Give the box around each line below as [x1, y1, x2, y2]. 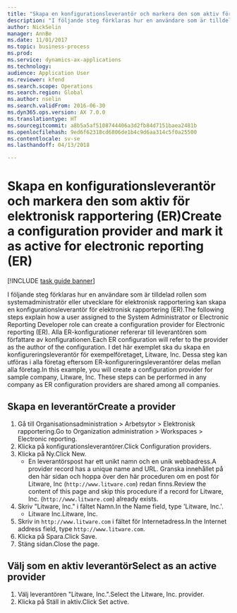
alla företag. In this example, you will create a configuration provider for [7, 365, 213, 374]
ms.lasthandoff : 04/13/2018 [7, 142, 90, 149]
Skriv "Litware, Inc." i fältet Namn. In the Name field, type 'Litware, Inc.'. [17, 502, 224, 511]
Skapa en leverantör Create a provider [7, 400, 176, 413]
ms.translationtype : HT [7, 115, 78, 122]
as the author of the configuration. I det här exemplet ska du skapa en [7, 343, 210, 352]
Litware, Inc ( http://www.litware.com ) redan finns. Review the [28, 480, 207, 488]
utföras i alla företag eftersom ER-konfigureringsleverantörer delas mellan [7, 358, 221, 367]
